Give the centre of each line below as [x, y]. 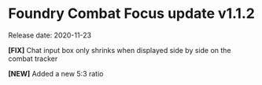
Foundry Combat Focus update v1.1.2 [132, 14]
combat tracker [33, 58]
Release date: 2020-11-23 [50, 35]
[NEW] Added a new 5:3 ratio [56, 73]
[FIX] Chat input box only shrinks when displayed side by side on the [120, 50]
